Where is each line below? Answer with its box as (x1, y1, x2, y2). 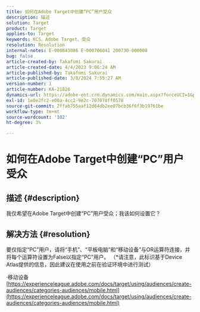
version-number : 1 (6, 81, 52, 87)
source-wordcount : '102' (6, 114, 68, 120)
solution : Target (6, 20, 49, 26)
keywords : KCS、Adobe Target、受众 (6, 36, 91, 42)
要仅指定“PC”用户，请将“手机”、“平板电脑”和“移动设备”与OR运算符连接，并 (6, 246, 190, 253)
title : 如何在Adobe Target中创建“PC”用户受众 (6, 8, 112, 15)
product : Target (6, 25, 46, 32)
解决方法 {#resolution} (6, 229, 90, 239)
